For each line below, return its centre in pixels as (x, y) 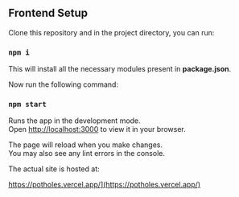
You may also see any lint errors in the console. (87, 154)
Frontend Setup (48, 13)
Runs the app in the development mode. (74, 121)
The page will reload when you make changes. (86, 145)
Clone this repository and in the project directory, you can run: (111, 32)
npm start (27, 105)
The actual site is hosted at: (54, 169)
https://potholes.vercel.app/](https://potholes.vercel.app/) (105, 185)
